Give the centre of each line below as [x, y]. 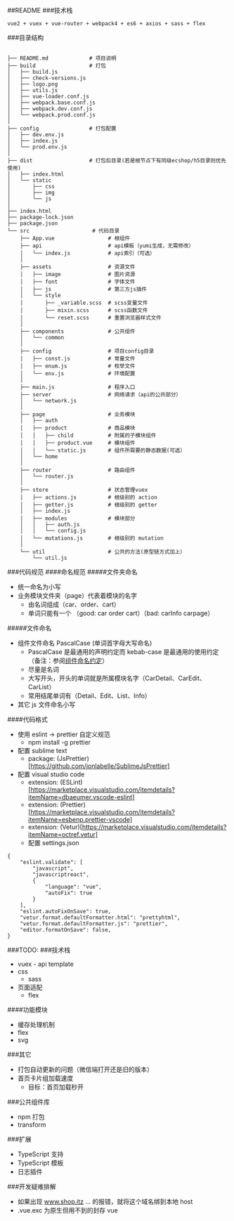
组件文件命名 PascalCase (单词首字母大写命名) [85, 643]
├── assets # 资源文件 [78, 267]
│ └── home [39, 457]
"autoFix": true [69, 893]
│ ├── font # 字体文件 [78, 282]
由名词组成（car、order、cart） [74, 604]
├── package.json [33, 223]
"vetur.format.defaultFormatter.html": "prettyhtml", [100, 918]
